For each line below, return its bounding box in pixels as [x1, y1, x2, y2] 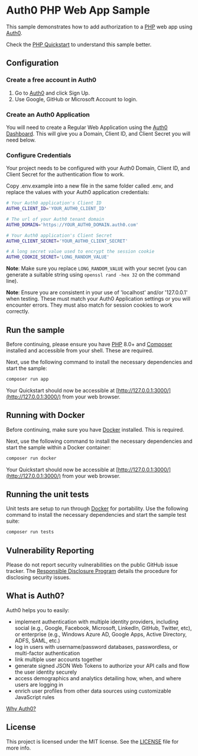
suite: [6, 517, 20, 525]
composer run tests [6, 529, 54, 535]
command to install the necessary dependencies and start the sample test [6, 511, 187, 519]
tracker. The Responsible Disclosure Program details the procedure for [6, 568, 178, 575]
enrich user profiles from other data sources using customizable [14, 687, 171, 694]
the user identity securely [14, 668, 77, 675]
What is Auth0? [6, 591, 65, 601]
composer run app [6, 377, 49, 382]
